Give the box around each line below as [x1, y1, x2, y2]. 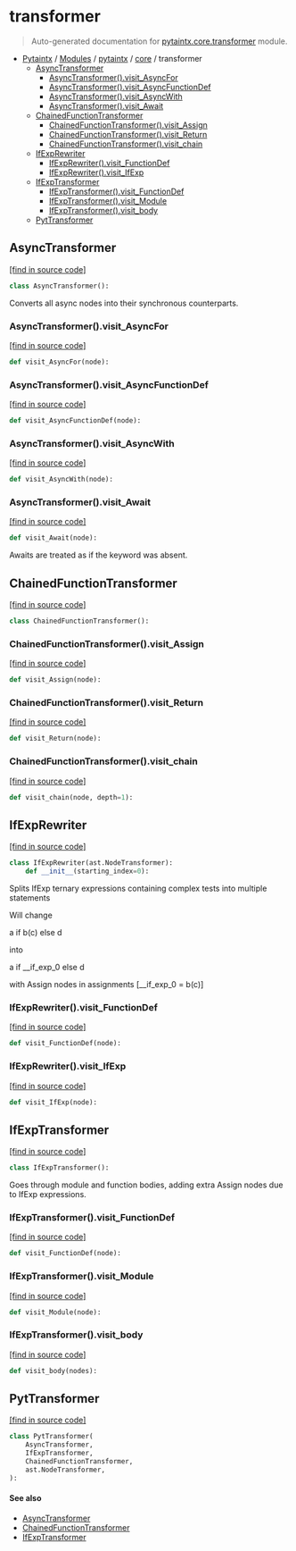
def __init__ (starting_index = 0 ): [25, 867, 150, 876]
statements [9, 893, 51, 903]
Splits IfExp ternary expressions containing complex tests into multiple [9, 883, 267, 894]
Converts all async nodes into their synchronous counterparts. [9, 298, 239, 308]
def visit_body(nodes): [9, 1366, 98, 1375]
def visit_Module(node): [9, 1307, 102, 1317]
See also [9, 1493, 42, 1504]
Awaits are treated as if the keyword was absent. [9, 549, 188, 560]
